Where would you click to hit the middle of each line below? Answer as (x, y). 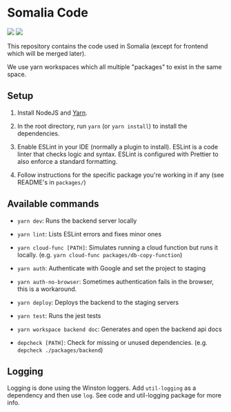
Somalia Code (48, 13)
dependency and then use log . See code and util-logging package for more (114, 395)
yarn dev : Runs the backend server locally (77, 221)
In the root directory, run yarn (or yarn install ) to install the (102, 126)
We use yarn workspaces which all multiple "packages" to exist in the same (114, 66)
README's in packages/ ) (51, 182)
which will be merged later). (47, 53)
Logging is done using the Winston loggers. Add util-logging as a (102, 388)
